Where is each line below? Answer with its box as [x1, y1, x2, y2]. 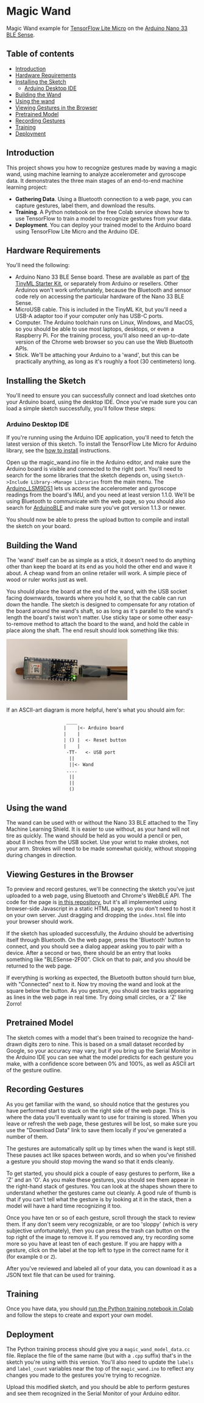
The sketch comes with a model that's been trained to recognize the [6, 1034, 178, 1041]
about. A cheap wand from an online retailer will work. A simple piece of [6, 570, 187, 577]
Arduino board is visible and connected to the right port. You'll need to [6, 465, 183, 473]
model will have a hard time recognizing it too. [6, 1202, 122, 1209]
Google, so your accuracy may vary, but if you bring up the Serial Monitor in [6, 1047, 197, 1054]
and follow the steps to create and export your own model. [6, 1311, 153, 1319]
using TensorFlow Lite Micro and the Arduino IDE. [15, 227, 140, 235]
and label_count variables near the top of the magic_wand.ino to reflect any [6, 1365, 194, 1372]
